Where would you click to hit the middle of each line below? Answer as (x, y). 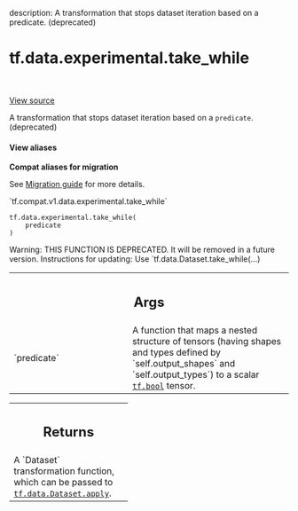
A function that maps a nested (195, 330)
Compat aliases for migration (64, 167)
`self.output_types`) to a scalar (196, 374)
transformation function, (64, 471)
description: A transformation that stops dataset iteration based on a (134, 13)
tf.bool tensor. (164, 385)
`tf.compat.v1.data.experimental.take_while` (88, 201)
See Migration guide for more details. (77, 185)
